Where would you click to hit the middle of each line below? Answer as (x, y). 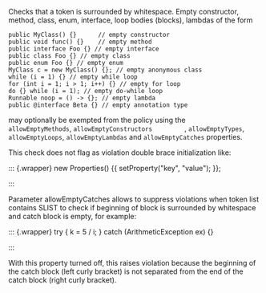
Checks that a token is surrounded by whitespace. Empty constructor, (123, 12)
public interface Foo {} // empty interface (84, 49)
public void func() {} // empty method (80, 42)
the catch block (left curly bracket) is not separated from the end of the (126, 271)
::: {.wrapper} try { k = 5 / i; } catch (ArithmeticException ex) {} (111, 232)
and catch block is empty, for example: (73, 216)
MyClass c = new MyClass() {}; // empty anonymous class (105, 70)
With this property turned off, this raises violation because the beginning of (132, 263)
